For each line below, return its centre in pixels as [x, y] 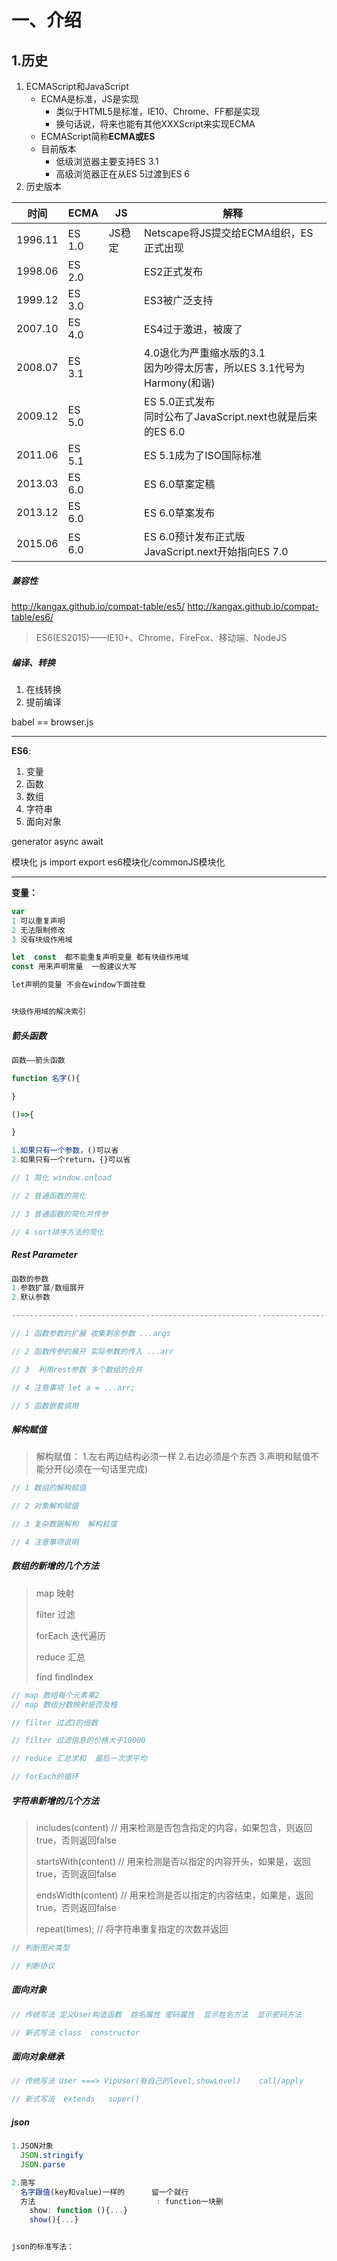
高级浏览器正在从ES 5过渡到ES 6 [123, 174]
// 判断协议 [33, 1966]
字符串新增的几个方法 [55, 1800]
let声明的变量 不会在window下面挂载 [78, 985]
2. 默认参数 [31, 1297]
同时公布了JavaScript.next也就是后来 [231, 416]
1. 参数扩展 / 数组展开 [48, 1288]
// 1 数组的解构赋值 [49, 1488]
